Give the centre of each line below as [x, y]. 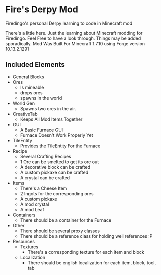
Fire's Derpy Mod [42, 9]
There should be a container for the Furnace [66, 220]
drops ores [31, 92]
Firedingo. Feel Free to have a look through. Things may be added [73, 38]
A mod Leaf [32, 209]
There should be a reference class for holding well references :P [86, 236]
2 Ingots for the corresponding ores [57, 193]
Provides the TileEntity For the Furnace [60, 146]
